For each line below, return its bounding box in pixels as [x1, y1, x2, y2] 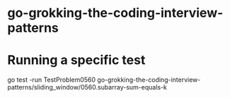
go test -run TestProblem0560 [7, 75, 96, 84]
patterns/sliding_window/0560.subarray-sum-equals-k [7, 83, 168, 92]
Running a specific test [7, 52, 146, 68]
